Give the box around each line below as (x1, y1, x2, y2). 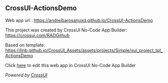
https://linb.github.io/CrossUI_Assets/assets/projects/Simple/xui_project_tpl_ (5, 47, 163, 53)
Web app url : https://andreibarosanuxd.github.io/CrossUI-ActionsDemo (5, 17, 153, 23)
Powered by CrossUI (5, 72, 47, 78)
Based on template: (5, 42, 45, 48)
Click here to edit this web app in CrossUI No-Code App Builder (5, 62, 136, 68)
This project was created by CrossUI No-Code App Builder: (5, 27, 127, 33)
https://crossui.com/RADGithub (5, 32, 70, 38)
